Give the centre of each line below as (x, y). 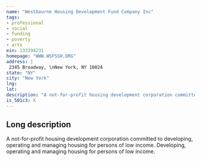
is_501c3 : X (21, 100)
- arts (14, 45)
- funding (19, 34)
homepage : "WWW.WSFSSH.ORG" (41, 56)
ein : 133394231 (25, 51)
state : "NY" (21, 73)
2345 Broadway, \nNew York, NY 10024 (56, 67)
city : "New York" (28, 78)
